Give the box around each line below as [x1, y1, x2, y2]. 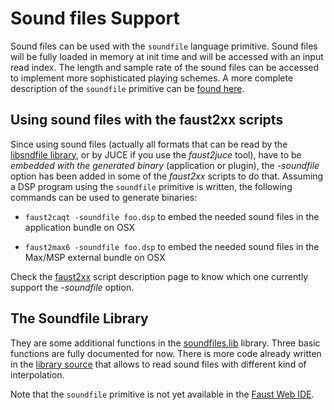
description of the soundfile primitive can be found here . [10, 82, 245, 94]
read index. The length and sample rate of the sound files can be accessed [10, 61, 320, 73]
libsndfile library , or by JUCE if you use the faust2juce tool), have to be [10, 148, 302, 161]
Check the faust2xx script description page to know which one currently [10, 270, 309, 282]
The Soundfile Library [10, 310, 149, 327]
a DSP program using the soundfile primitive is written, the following [10, 180, 293, 192]
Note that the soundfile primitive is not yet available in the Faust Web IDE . [10, 388, 315, 400]
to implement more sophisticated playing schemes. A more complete [10, 72, 294, 84]
